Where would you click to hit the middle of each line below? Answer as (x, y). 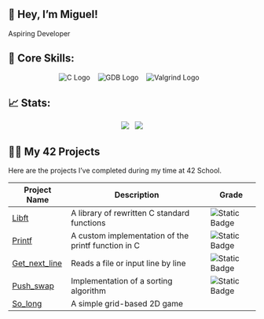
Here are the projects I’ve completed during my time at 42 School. (115, 171)
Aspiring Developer (39, 33)
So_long (27, 304)
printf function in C (105, 246)
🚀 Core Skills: (41, 59)
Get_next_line (37, 263)
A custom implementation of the (130, 236)
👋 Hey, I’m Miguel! (53, 15)
